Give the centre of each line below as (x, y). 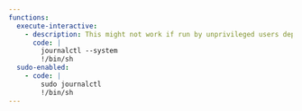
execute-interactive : (57, 26)
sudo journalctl (71, 84)
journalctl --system (79, 51)
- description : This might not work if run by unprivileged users (152, 34)
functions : (29, 17)
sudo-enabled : (43, 68)
